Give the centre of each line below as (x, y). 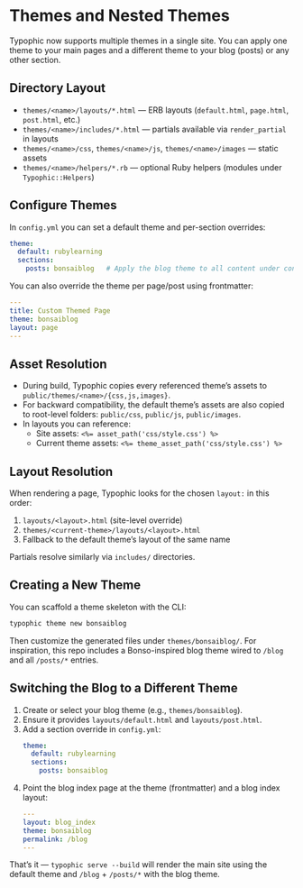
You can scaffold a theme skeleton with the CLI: (98, 607)
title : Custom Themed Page (60, 311)
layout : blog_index (59, 822)
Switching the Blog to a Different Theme (124, 688)
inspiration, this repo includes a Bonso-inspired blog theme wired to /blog (147, 650)
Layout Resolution (61, 471)
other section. (35, 60)
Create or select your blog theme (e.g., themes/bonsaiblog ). (133, 709)
